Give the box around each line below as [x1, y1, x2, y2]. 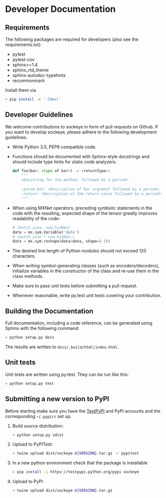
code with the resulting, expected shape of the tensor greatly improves [12, 210, 158, 216]
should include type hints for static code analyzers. [12, 159, 117, 165]
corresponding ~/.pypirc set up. [5, 413, 72, 419]
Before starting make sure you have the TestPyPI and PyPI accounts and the [5, 408, 161, 414]
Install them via [5, 87, 36, 93]
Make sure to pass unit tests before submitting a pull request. [12, 283, 138, 289]
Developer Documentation [5, 3, 116, 15]
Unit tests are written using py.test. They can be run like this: [5, 371, 129, 377]
